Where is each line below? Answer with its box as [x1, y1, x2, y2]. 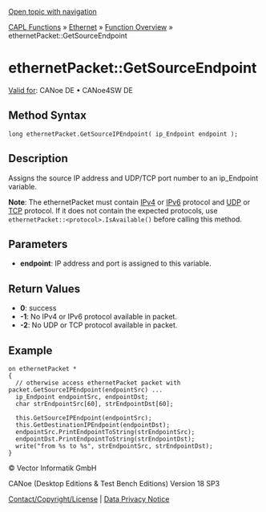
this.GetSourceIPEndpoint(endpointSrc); [15, 414, 152, 422]
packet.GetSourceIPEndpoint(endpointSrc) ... [8, 386, 163, 394]
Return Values [8, 282, 81, 295]
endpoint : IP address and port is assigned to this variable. [19, 258, 212, 268]
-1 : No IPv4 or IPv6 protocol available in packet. [19, 312, 178, 322]
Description [8, 152, 68, 165]
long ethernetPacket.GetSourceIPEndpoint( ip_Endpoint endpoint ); [8, 130, 239, 138]
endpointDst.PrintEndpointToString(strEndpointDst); [15, 435, 195, 443]
